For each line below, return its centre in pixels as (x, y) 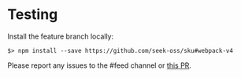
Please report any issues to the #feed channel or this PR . (100, 65)
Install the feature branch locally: (61, 36)
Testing (33, 15)
